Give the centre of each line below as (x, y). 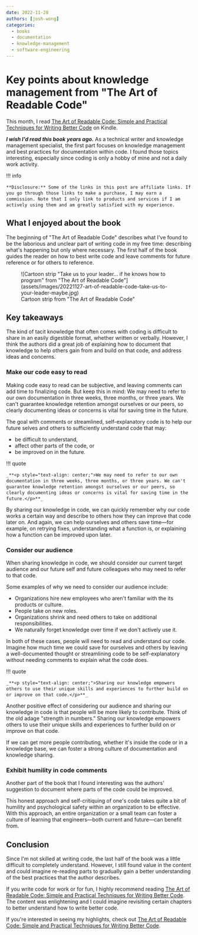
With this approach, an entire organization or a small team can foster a (91, 813)
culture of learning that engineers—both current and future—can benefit (94, 820)
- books (21, 31)
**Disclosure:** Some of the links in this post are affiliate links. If (99, 187)
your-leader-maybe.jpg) (50, 293)
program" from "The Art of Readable (65, 280)
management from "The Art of (82, 92)
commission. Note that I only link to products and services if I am (93, 199)
